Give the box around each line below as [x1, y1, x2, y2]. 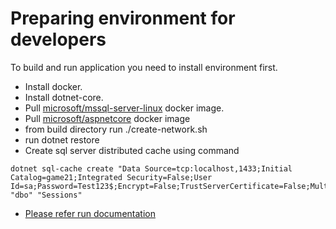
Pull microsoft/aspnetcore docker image [24, 112, 191, 124]
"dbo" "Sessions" [10, 190, 83, 200]
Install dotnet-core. [24, 91, 104, 103]
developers [10, 28, 107, 51]
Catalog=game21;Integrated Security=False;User [10, 172, 213, 182]
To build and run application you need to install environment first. [10, 61, 278, 73]
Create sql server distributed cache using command [24, 144, 240, 156]
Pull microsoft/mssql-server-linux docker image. [24, 102, 225, 114]
